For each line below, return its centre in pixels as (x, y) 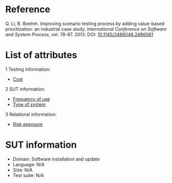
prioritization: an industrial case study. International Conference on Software (86, 29)
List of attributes (41, 55)
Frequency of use (31, 99)
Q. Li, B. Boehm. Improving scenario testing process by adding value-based (85, 24)
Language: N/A (29, 164)
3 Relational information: (31, 114)
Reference (28, 9)
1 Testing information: (28, 69)
